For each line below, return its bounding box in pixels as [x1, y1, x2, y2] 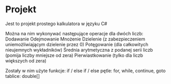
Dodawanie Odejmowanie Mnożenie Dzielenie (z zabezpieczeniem [5, 36, 145, 42]
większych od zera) [5, 57, 47, 64]
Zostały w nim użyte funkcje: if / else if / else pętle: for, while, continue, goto [5, 68, 166, 74]
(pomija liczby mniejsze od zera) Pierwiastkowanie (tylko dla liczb [5, 52, 143, 58]
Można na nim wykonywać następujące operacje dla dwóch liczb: [5, 30, 144, 36]
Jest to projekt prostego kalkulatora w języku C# [5, 20, 107, 27]
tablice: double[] [5, 73, 40, 79]
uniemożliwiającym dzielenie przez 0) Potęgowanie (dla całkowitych [5, 41, 149, 47]
